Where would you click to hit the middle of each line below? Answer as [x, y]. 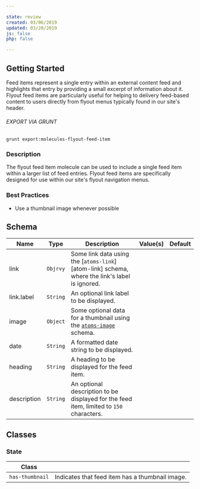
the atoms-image [93, 325]
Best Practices [28, 195]
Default [180, 243]
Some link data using [100, 253]
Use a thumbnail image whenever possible [67, 208]
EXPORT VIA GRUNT [32, 121]
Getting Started [35, 68]
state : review [24, 17]
